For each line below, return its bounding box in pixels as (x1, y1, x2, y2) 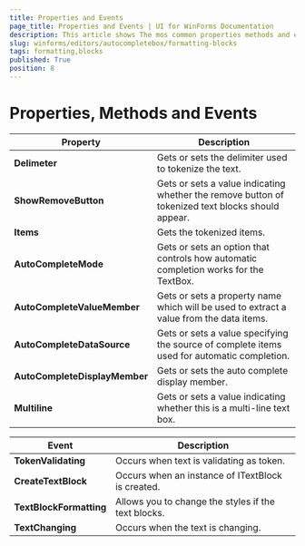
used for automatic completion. (157, 349, 290, 362)
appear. (157, 210, 191, 223)
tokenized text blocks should (157, 200, 280, 212)
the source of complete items (157, 337, 282, 350)
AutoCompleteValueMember (14, 300, 141, 313)
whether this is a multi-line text (157, 401, 290, 414)
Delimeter (14, 156, 57, 169)
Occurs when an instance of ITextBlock (114, 469, 283, 482)
